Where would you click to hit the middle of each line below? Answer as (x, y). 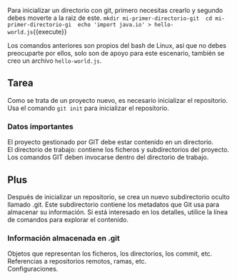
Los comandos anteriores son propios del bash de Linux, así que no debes (117, 45)
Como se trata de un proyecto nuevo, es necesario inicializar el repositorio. (118, 100)
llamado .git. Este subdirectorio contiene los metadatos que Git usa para (114, 204)
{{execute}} (50, 32)
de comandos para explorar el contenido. (68, 219)
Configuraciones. (33, 269)
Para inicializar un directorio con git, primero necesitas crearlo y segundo (115, 10)
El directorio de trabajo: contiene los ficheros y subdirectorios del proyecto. (118, 150)
